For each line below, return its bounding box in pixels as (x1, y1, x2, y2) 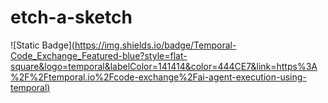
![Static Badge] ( (10, 39, 75, 51)
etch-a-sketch (10, 6, 133, 29)
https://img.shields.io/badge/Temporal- (74, 39, 237, 51)
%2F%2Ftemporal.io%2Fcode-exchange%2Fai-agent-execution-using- (10, 71, 307, 83)
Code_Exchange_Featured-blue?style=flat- (10, 49, 188, 61)
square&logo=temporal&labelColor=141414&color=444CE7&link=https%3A (10, 60, 318, 72)
